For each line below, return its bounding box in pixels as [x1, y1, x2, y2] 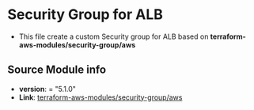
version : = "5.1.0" [18, 84, 77, 93]
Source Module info [7, 63, 107, 77]
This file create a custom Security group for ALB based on [18, 32, 209, 41]
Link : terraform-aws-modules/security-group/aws [18, 93, 183, 102]
